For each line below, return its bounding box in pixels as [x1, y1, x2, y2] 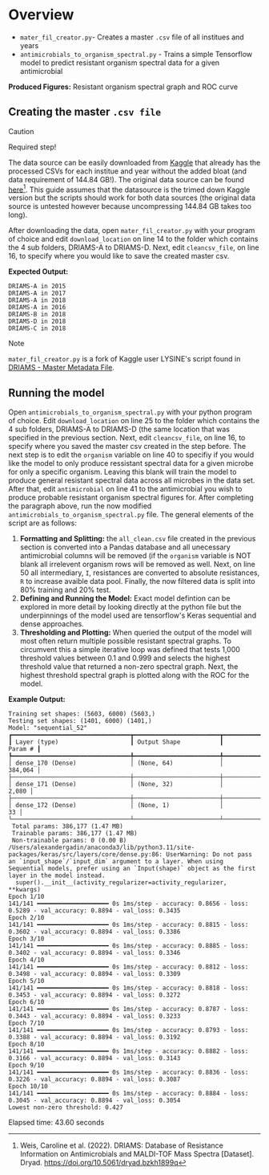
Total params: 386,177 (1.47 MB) [11, 822, 124, 830]
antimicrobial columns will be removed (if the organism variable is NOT [19, 551, 251, 561]
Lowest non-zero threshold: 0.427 [8, 1104, 124, 1112]
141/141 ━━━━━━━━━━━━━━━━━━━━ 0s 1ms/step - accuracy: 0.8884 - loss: [8, 1090, 249, 1098]
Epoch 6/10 [8, 998, 45, 1006]
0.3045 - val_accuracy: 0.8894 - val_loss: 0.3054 [8, 1096, 181, 1105]
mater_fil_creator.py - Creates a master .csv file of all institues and [19, 32, 244, 42]
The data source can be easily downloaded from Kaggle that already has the [8, 157, 261, 167]
